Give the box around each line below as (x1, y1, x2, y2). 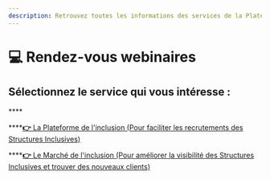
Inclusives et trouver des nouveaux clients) (8, 161, 151, 171)
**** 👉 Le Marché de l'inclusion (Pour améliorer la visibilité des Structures (8, 150, 255, 160)
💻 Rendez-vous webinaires (8, 47, 197, 66)
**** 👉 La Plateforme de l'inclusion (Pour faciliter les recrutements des (8, 122, 243, 132)
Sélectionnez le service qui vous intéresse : (8, 85, 231, 99)
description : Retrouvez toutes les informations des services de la (8, 11, 243, 20)
